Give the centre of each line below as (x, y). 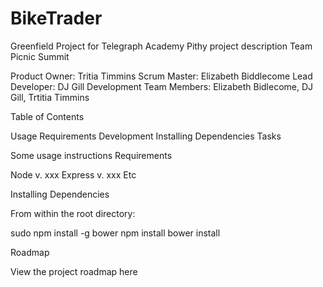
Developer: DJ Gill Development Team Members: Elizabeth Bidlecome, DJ (162, 86)
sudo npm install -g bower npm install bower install (115, 233)
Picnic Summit (40, 56)
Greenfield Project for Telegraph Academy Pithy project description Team (161, 46)
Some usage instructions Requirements (91, 155)
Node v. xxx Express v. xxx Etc (73, 174)
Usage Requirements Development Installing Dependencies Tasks (146, 136)
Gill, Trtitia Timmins (50, 97)
